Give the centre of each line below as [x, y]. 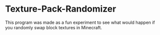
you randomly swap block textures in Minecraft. [54, 27]
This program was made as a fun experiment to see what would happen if [80, 22]
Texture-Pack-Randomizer [61, 9]
